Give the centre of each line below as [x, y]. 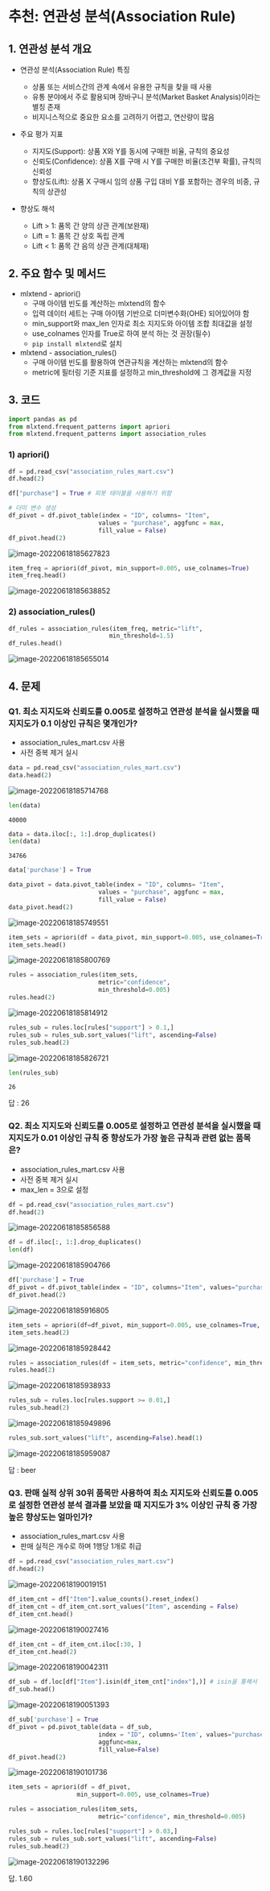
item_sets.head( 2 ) [39, 1333]
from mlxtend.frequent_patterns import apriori [90, 427]
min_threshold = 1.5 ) [141, 636]
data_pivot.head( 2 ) [41, 907]
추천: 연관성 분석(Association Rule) [122, 17]
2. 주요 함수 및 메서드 [57, 274]
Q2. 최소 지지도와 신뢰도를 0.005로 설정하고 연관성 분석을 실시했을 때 [135, 1126]
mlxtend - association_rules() [68, 352]
